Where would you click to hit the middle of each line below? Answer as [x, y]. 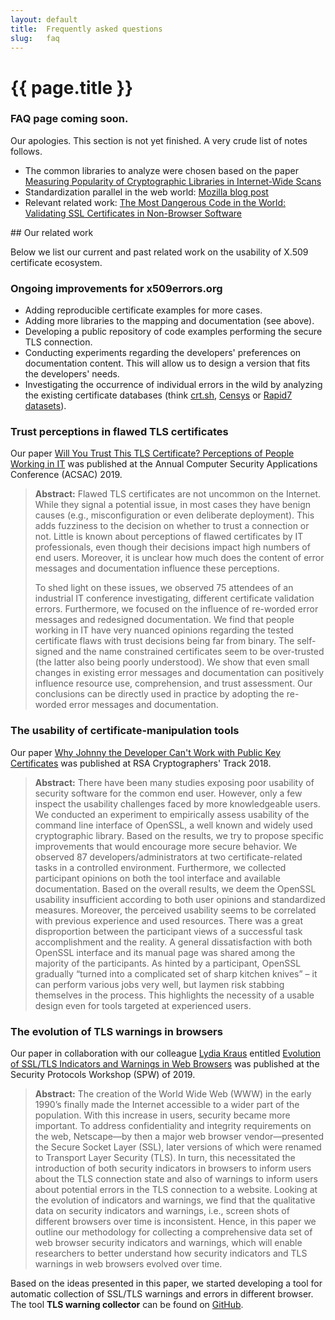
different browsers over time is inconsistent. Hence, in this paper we [175, 1222]
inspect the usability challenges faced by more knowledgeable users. [177, 803]
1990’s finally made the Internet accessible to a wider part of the [167, 1105]
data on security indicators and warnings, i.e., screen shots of [162, 1211]
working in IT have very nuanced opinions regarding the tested [164, 630]
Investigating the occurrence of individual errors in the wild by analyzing [173, 385]
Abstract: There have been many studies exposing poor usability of [174, 782]
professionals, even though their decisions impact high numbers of [172, 547]
